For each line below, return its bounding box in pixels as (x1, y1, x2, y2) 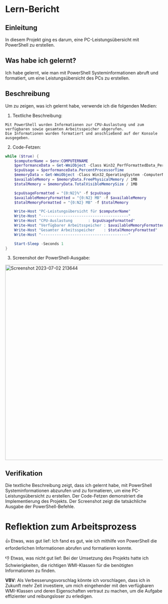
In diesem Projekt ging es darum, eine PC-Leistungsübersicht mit (5, 36, 139, 42)
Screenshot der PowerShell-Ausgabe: (12, 255, 90, 261)
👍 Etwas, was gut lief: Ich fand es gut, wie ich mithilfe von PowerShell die (5, 538, 157, 544)
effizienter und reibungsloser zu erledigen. (5, 593, 93, 599)
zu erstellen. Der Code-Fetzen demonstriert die (45, 493, 143, 499)
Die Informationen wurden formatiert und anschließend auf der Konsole (5, 131, 157, 136)
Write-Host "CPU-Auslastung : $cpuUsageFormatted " (14, 218, 135, 223)
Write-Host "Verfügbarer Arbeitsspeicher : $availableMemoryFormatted (14, 223, 164, 228)
